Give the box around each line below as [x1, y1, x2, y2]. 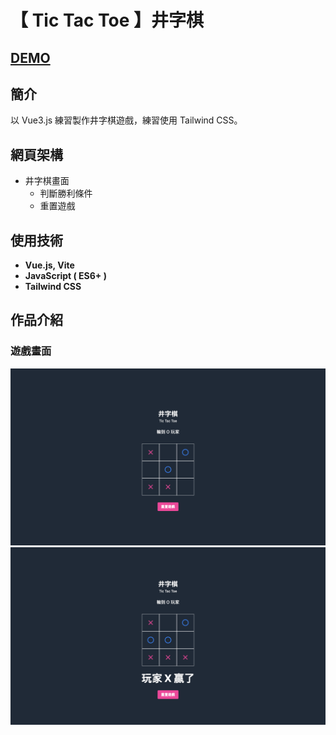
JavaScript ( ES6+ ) [24, 270, 107, 282]
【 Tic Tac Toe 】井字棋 [10, 9, 204, 32]
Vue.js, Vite [24, 259, 75, 271]
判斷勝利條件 [39, 187, 93, 200]
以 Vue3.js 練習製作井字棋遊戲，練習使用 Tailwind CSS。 [10, 114, 243, 126]
